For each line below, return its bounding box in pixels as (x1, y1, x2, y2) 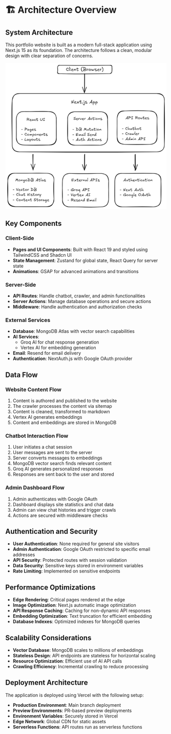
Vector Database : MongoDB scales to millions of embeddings (12, 647, 144, 653)
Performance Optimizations (5, 583, 96, 592)
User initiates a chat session (12, 444, 73, 450)
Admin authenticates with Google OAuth (12, 496, 98, 502)
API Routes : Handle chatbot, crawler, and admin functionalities (12, 293, 145, 299)
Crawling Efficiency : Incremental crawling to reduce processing (12, 663, 148, 669)
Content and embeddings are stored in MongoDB (12, 419, 117, 425)
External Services (5, 316, 51, 324)
